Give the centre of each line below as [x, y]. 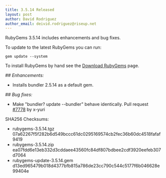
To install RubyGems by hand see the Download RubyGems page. [72, 66]
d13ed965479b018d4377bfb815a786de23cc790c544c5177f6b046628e [86, 166]
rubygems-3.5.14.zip [33, 145]
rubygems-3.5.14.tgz [33, 129]
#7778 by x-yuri [29, 109]
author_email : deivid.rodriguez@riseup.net [51, 24]
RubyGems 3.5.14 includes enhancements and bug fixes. [63, 38]
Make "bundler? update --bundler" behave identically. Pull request [80, 104]
